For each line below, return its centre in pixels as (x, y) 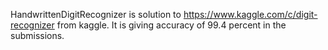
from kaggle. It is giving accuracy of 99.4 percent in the (171, 25)
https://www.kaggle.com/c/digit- (250, 14)
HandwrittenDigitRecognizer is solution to (96, 14)
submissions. (37, 35)
